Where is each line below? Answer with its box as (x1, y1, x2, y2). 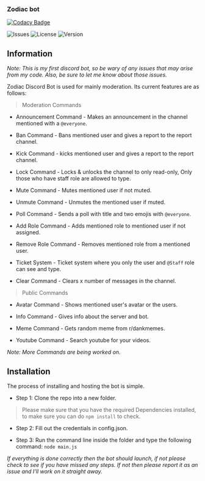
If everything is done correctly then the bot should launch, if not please (7, 455, 186, 462)
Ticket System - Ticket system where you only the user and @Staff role (15, 259, 195, 266)
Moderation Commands (21, 102, 82, 109)
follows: (7, 89, 27, 97)
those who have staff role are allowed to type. (15, 175, 131, 182)
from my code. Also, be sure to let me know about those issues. (7, 71, 167, 78)
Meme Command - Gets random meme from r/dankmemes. (15, 325, 165, 332)
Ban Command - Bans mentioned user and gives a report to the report (15, 132, 192, 139)
